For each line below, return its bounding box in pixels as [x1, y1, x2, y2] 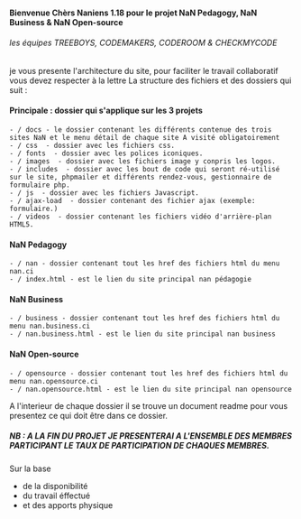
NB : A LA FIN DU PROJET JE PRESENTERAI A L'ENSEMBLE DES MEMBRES [9, 431, 293, 441]
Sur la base [9, 463, 51, 474]
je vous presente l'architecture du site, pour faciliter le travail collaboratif [9, 65, 279, 76]
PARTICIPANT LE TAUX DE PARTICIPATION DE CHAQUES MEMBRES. [9, 440, 270, 451]
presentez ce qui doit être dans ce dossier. [9, 410, 169, 421]
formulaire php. [9, 181, 70, 190]
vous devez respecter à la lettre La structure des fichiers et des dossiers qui [9, 75, 292, 86]
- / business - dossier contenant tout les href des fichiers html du [9, 314, 280, 323]
